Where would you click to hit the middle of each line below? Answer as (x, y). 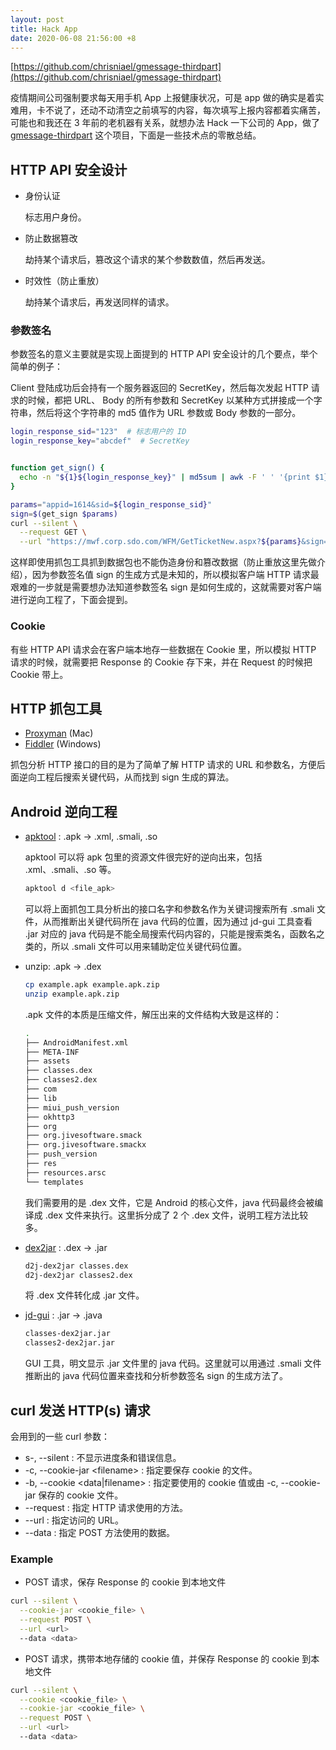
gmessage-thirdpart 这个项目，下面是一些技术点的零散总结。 (136, 135)
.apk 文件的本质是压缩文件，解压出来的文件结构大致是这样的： (153, 1014)
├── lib (40, 1098)
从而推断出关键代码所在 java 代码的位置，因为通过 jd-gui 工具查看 (177, 922)
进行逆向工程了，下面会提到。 (71, 600)
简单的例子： (36, 367)
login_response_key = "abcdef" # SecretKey (100, 441)
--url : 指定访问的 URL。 (74, 1520)
